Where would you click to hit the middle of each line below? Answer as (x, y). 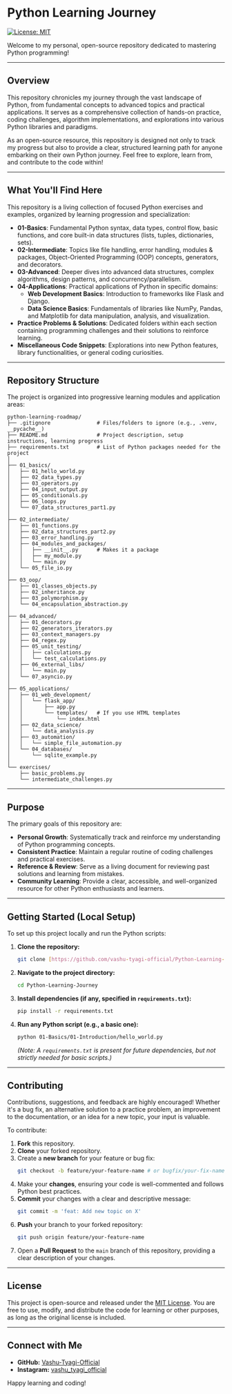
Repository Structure (54, 380)
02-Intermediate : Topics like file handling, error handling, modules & (115, 249)
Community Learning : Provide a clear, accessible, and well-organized (117, 881)
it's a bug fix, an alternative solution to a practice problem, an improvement (114, 1110)
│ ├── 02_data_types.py (44, 478)
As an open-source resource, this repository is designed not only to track (112, 140)
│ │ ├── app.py (41, 707)
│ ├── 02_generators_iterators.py (60, 629)
